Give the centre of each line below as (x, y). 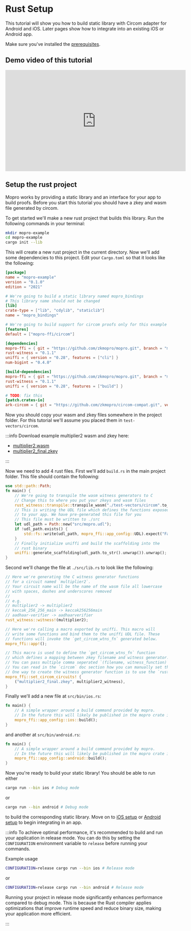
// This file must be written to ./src (57, 520)
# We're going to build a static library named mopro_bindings (75, 296)
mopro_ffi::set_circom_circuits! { (44, 677)
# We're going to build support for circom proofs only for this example (86, 325)
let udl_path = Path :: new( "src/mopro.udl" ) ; (63, 524)
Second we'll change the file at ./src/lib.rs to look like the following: (80, 568)
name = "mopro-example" (31, 277)
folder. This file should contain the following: (52, 477)
